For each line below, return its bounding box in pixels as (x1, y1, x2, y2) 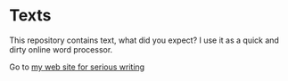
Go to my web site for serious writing (9, 61, 145, 72)
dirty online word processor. (9, 44, 113, 54)
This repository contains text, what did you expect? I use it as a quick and (9, 35, 279, 45)
